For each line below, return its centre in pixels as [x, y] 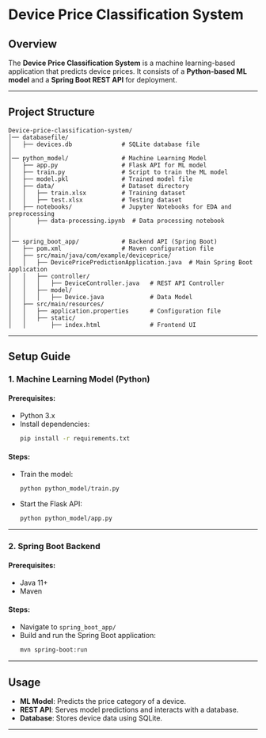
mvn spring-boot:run [53, 650]
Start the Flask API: [51, 504]
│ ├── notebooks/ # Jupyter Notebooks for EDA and [120, 207]
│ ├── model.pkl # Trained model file [101, 179]
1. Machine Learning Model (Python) [79, 379]
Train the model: [46, 475]
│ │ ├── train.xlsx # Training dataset [97, 193]
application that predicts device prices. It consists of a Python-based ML [128, 71]
